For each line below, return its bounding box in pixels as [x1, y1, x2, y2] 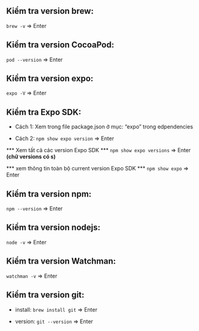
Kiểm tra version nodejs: [6, 222, 101, 233]
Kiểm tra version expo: [6, 73, 94, 84]
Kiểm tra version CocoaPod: [6, 40, 114, 50]
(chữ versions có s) [6, 153, 56, 161]
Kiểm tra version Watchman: [6, 256, 116, 267]
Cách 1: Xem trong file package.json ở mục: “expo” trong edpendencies [15, 123, 194, 130]
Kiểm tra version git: [6, 290, 85, 300]
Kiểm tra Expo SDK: [6, 107, 82, 117]
